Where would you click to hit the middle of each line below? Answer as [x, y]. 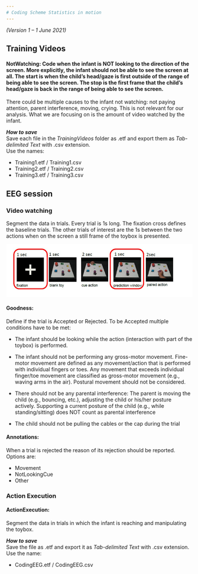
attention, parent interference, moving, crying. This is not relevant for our [95, 108]
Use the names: [25, 151]
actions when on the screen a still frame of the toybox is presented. [88, 236]
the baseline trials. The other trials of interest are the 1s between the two [94, 229]
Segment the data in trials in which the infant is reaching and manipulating [96, 523]
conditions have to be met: [38, 327]
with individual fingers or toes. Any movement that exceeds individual [99, 369]
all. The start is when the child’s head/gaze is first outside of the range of [98, 76]
